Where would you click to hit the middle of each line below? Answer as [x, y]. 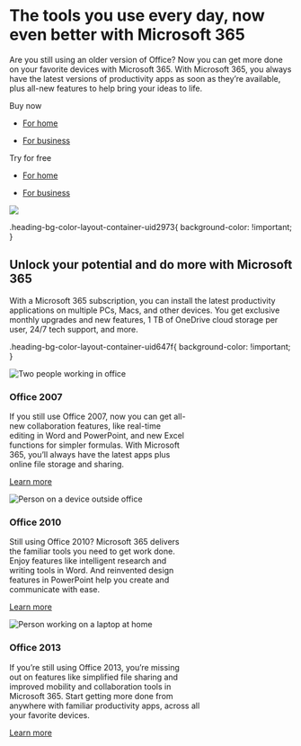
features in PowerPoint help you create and [89, 580]
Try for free [31, 157]
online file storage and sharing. [66, 465]
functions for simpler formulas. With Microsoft [94, 445]
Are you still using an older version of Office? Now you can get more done [146, 59]
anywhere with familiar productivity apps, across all [105, 706]
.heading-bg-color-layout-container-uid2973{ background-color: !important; [150, 226]
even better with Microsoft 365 [127, 35]
